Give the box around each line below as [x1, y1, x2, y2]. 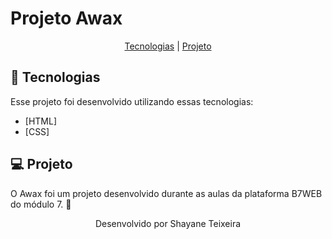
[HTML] [24, 115, 58, 127]
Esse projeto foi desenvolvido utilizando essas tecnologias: [10, 95, 254, 107]
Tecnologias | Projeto [124, 40, 212, 52]
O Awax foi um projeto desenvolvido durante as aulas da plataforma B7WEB [10, 187, 323, 199]
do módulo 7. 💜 [10, 198, 72, 210]
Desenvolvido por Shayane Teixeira [94, 217, 242, 229]
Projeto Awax [10, 7, 123, 30]
